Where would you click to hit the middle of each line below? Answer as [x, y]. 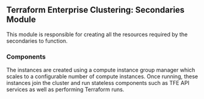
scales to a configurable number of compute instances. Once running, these [102, 76]
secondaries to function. [37, 41]
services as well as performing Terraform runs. [65, 90]
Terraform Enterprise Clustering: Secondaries [96, 10]
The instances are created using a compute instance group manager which [101, 70]
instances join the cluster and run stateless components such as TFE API [98, 83]
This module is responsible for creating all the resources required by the [97, 34]
